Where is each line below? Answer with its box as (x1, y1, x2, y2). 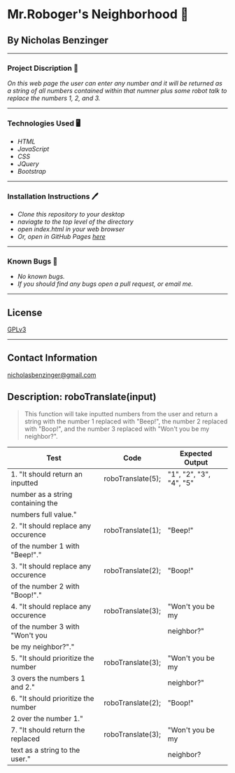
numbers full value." (10, 509, 77, 519)
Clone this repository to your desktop (17, 210, 125, 218)
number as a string (10, 489, 73, 499)
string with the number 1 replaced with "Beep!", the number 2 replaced (24, 417, 228, 425)
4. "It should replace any (10, 601, 92, 611)
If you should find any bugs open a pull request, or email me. (17, 280, 194, 288)
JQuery (17, 159, 40, 167)
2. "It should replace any (10, 521, 92, 531)
